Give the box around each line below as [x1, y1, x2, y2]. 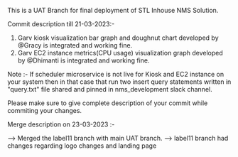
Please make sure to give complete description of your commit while [7, 99, 208, 107]
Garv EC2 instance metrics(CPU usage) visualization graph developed [17, 49, 223, 57]
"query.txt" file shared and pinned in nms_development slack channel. [7, 85, 212, 93]
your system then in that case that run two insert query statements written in [7, 77, 232, 86]
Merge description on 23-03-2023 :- [7, 120, 115, 129]
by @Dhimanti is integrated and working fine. [17, 56, 150, 65]
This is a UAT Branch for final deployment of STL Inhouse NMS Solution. [7, 6, 219, 14]
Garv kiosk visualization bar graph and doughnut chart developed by [17, 33, 219, 42]
